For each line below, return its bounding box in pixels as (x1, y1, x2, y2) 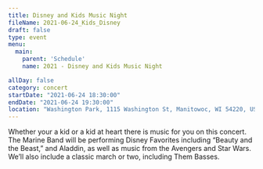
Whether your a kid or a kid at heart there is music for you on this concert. (8, 127, 247, 137)
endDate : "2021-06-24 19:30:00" (8, 99, 113, 106)
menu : (8, 41, 26, 49)
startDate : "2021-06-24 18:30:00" (8, 91, 121, 99)
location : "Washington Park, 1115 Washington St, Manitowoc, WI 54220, (8, 106, 247, 113)
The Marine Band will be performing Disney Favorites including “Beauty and (8, 135, 253, 145)
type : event (8, 33, 47, 41)
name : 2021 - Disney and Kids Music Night (22, 63, 163, 70)
